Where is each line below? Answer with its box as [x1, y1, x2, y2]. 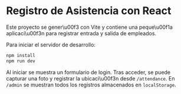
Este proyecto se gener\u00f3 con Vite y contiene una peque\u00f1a [6, 23, 173, 31]
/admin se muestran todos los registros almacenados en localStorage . [6, 81, 176, 88]
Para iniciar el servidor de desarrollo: [6, 41, 96, 48]
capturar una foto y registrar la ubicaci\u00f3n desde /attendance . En [6, 75, 175, 82]
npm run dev [6, 58, 35, 64]
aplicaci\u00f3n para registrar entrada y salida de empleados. [6, 29, 157, 36]
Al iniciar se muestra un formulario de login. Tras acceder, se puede [6, 69, 171, 76]
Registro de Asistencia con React [6, 4, 172, 18]
